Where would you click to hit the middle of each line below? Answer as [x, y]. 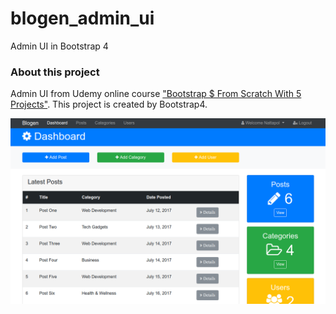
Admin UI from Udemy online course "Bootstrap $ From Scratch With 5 [156, 94]
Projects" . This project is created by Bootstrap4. [109, 104]
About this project [55, 72]
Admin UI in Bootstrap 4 [59, 46]
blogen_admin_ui [82, 18]
